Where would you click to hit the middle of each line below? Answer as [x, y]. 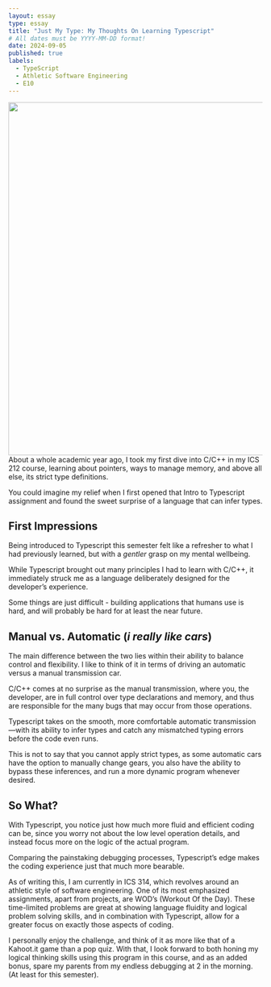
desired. [22, 780]
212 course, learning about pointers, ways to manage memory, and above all [135, 468]
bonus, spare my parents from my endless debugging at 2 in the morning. [131, 966]
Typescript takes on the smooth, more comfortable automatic [110, 721]
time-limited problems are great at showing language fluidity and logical [128, 907]
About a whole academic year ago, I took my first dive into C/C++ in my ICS [134, 459]
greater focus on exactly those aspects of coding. [91, 924]
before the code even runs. [54, 738]
